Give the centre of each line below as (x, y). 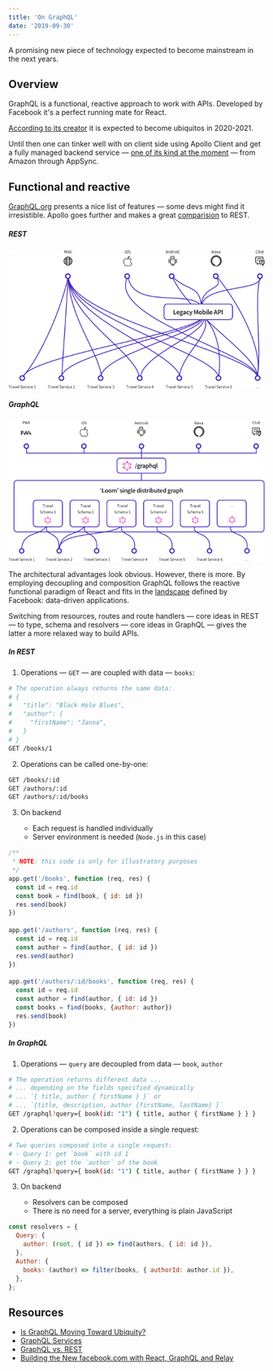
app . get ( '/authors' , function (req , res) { (83, 931)
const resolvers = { (43, 1227)
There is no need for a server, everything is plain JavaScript (132, 1211)
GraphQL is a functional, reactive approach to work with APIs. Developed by (136, 104)
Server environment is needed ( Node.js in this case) (119, 837)
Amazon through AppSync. (54, 161)
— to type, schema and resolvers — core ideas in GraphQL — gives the (128, 624)
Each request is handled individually (93, 828)
